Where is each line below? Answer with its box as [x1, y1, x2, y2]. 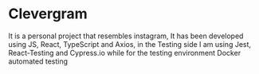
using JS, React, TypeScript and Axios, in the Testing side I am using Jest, [8, 39, 252, 49]
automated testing [8, 56, 69, 66]
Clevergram [8, 5, 88, 23]
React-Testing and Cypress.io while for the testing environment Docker [8, 48, 241, 57]
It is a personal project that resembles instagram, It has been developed [8, 31, 244, 41]
